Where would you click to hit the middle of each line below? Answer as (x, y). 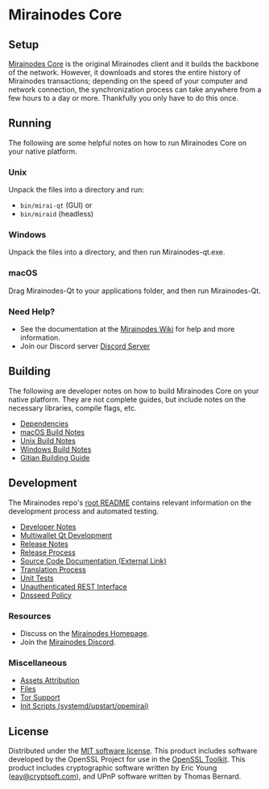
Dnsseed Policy (46, 595)
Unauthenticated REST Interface (73, 586)
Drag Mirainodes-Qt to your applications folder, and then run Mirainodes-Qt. (135, 291)
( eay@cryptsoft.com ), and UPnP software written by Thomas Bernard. (125, 777)
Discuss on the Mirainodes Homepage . (85, 633)
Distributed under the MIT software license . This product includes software (133, 751)
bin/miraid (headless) (57, 214)
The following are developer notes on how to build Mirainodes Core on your (134, 390)
